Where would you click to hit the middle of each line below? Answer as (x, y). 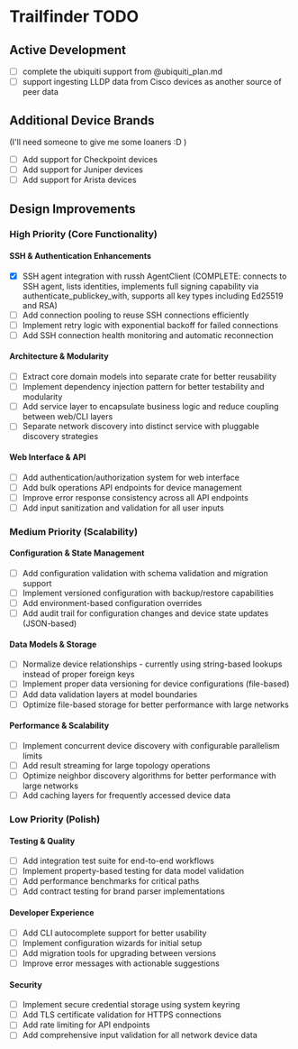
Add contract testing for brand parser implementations (123, 891)
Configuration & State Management (77, 553)
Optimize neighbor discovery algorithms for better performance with (149, 775)
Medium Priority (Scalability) (73, 531)
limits (32, 756)
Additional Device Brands (82, 120)
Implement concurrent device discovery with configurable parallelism (151, 745)
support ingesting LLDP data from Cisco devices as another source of (152, 82)
